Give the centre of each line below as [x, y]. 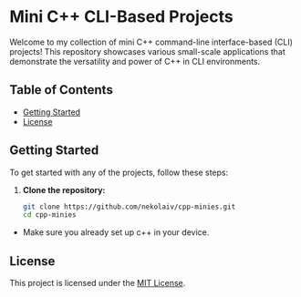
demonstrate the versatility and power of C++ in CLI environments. [135, 61]
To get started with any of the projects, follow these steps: [119, 172]
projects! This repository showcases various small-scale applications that [147, 51]
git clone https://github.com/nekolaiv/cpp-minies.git [129, 207]
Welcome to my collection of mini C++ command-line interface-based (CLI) [151, 42]
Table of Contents [62, 90]
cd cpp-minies [49, 215]
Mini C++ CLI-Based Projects [122, 17]
